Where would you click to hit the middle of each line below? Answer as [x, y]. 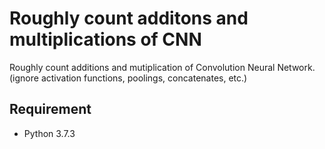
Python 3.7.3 [49, 133]
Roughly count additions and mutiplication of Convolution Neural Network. [162, 67]
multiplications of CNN [105, 39]
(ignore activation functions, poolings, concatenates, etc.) [128, 78]
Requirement [50, 109]
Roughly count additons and [129, 18]
